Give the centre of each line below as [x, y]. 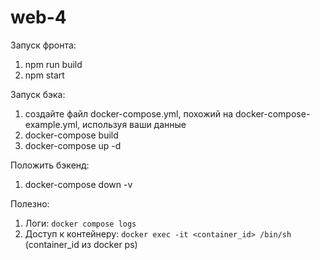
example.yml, [52, 124]
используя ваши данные [134, 124]
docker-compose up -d [73, 145]
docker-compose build [71, 135]
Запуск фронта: [43, 45]
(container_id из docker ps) [81, 244]
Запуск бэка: [38, 94]
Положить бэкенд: [50, 165]
